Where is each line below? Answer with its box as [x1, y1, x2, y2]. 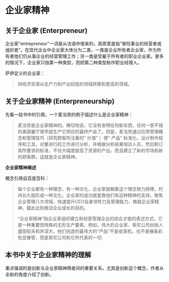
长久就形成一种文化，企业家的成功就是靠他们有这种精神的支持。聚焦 [22, 192, 163, 198]
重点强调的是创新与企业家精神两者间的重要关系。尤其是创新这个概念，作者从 [5, 265, 164, 271]
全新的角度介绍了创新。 [5, 271, 54, 277]
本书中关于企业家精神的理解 [5, 251, 92, 259]
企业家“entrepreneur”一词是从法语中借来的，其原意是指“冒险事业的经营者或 [5, 41, 162, 46]
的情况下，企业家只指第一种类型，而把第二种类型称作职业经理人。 [5, 60, 142, 66]
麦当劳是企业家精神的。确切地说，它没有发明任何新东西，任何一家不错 [17, 122, 163, 128]
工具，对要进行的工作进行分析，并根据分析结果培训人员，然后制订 [26, 141, 163, 147]
